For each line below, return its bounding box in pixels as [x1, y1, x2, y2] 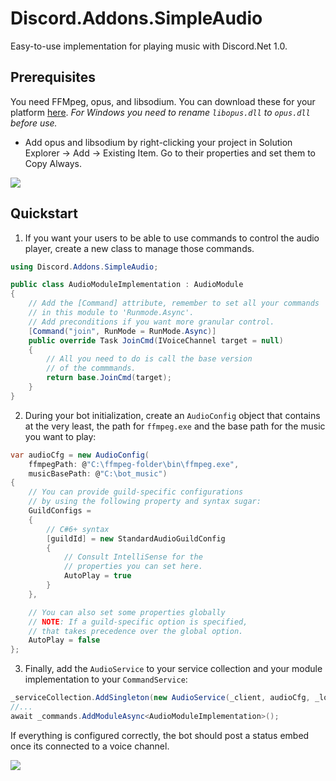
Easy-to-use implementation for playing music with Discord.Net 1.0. [10, 40, 288, 52]
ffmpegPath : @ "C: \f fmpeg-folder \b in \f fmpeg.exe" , [28, 459, 240, 469]
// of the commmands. [46, 363, 137, 374]
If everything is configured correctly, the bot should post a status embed [10, 729, 310, 741]
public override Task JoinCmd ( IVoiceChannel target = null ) [28, 335, 284, 346]
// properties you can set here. [63, 562, 203, 572]
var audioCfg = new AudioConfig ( [10, 450, 150, 460]
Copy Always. [24, 157, 82, 169]
